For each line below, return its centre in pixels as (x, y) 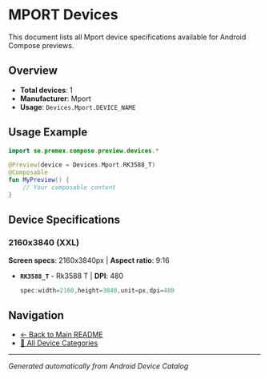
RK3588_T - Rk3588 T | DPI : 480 (72, 276)
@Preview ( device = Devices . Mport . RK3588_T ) (82, 165)
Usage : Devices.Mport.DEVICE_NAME (78, 107)
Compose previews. (41, 45)
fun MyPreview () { (39, 180)
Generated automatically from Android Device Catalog (98, 366)
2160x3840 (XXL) (44, 243)
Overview (33, 71)
